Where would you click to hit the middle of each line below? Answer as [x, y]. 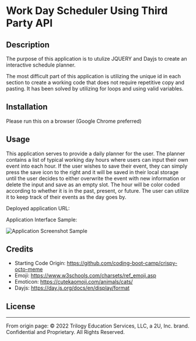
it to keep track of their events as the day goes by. [66, 197]
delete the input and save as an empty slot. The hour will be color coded [93, 185]
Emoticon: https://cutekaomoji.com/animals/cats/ [73, 282]
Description [28, 45]
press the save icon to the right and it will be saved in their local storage [92, 172]
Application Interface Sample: [42, 220]
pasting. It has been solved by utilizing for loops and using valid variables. [95, 88]
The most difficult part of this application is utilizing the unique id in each [94, 76]
